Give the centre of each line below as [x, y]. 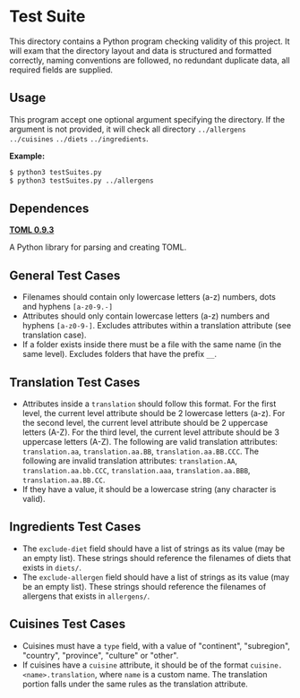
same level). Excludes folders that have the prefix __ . [120, 354]
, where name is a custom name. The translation [181, 674]
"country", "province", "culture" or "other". [100, 655]
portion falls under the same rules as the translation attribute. [135, 684]
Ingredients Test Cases [75, 527]
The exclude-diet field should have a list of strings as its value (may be [153, 549]
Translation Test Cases [75, 382]
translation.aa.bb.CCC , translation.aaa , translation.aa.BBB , [136, 470]
